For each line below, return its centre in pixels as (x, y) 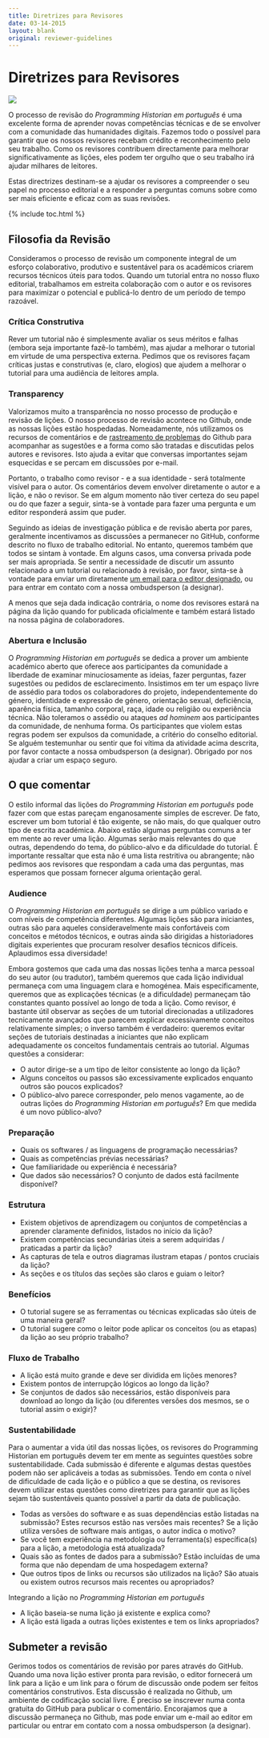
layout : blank (32, 30)
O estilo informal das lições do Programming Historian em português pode (131, 804)
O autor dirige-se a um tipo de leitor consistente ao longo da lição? (130, 1069)
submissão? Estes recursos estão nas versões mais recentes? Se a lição (139, 1523)
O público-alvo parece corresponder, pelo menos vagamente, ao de (132, 1095)
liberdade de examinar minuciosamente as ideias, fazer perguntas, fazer (127, 674)
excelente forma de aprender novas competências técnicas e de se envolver (134, 123)
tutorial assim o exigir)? (58, 1410)
